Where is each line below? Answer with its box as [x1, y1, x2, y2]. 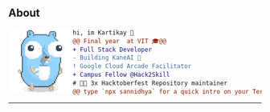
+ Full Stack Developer [72, 46, 153, 54]
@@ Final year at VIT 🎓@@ [72, 37, 167, 45]
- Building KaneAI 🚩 [72, 54, 142, 62]
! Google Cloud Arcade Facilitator [72, 62, 192, 70]
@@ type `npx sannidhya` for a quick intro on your [72, 87, 249, 95]
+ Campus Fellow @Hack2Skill [72, 71, 170, 79]
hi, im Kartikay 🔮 [72, 28, 134, 37]
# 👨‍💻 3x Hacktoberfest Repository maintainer [72, 79, 227, 87]
